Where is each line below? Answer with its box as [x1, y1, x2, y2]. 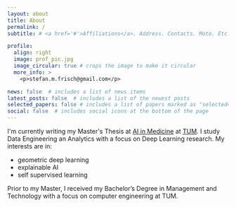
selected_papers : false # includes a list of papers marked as [7, 101, 197, 108]
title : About [7, 17, 46, 24]
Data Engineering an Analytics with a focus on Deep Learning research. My [7, 134, 225, 143]
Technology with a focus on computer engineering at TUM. [7, 192, 178, 200]
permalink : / [7, 23, 46, 30]
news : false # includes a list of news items [7, 88, 146, 95]
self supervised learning [17, 170, 88, 179]
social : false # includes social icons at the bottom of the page [7, 108, 209, 115]
